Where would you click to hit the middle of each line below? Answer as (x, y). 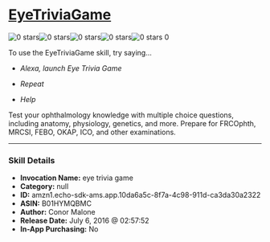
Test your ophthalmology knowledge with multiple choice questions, (121, 115)
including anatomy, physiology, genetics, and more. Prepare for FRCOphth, (132, 123)
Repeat (32, 84)
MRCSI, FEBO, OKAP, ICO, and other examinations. (92, 132)
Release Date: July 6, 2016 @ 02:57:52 (85, 221)
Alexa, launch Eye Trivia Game (71, 68)
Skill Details (32, 160)
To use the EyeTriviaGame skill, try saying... (80, 52)
